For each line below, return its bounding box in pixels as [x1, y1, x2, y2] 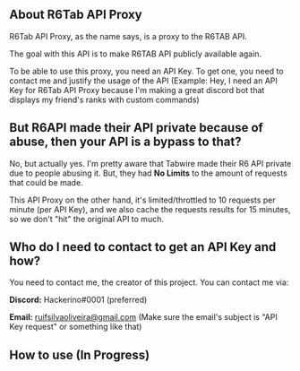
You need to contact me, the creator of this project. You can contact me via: [9, 277, 289, 288]
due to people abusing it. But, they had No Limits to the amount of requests [9, 168, 288, 178]
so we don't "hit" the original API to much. [9, 213, 164, 224]
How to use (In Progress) [9, 347, 150, 362]
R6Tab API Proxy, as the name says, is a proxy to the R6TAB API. [9, 30, 248, 41]
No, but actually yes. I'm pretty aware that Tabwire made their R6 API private [9, 158, 292, 168]
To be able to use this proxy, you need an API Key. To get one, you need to [9, 65, 284, 76]
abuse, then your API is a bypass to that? [9, 134, 242, 150]
